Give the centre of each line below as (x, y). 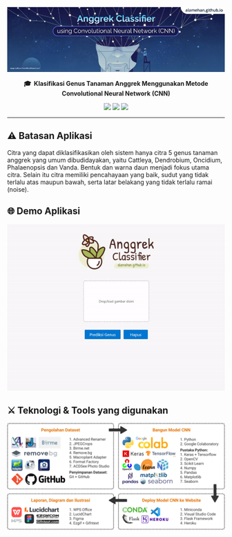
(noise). (18, 189)
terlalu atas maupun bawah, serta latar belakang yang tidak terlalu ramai (110, 182)
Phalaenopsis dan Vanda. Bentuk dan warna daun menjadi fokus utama (108, 167)
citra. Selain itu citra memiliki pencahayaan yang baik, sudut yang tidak (108, 174)
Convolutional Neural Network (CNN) (116, 93)
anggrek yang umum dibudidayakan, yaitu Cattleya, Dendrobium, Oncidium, (115, 160)
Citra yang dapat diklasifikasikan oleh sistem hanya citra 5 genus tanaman (113, 152)
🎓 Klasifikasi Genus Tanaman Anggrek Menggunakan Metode (116, 84)
